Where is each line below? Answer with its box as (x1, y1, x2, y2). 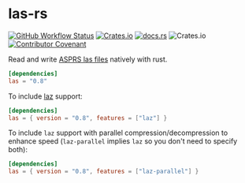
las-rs (8, 5, 48, 23)
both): (8, 145, 28, 155)
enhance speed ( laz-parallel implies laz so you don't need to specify (8, 136, 238, 146)
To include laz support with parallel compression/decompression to (8, 128, 228, 138)
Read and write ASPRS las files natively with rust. (8, 54, 168, 64)
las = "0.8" (8, 77, 47, 85)
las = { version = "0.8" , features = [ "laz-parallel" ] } (8, 167, 199, 176)
